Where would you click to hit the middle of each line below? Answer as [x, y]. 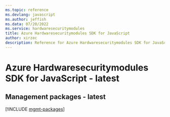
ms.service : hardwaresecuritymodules [45, 29]
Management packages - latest [56, 97]
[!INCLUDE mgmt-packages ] [35, 109]
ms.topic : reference [27, 10]
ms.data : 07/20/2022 [27, 24]
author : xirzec [21, 38]
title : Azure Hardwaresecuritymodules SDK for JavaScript [68, 33]
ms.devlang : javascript [30, 15]
